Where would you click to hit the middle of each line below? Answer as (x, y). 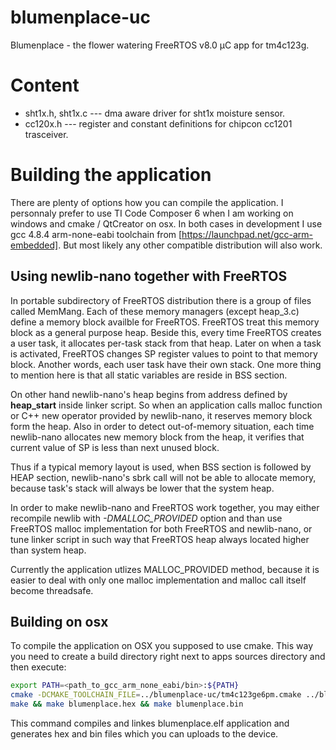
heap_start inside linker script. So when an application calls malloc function (166, 405)
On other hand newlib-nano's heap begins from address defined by (149, 394)
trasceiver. (46, 134)
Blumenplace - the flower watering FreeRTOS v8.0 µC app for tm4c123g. (160, 45)
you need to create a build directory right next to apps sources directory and (168, 657)
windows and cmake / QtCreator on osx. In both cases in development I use (166, 223)
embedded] (34, 245)
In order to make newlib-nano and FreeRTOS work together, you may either (165, 507)
